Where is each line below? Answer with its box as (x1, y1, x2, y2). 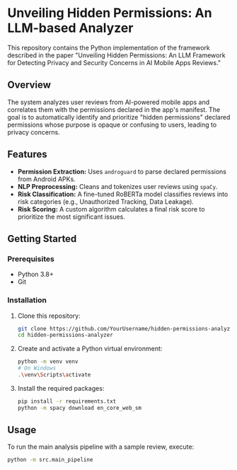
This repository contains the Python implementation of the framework (7, 43, 211, 52)
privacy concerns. (7, 127, 60, 136)
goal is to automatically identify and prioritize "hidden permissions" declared (7, 113, 231, 121)
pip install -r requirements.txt (17, 398, 117, 405)
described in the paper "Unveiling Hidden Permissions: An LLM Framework (7, 51, 226, 59)
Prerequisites (7, 253, 54, 263)
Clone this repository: (17, 311, 81, 320)
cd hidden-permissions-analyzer (17, 331, 113, 339)
